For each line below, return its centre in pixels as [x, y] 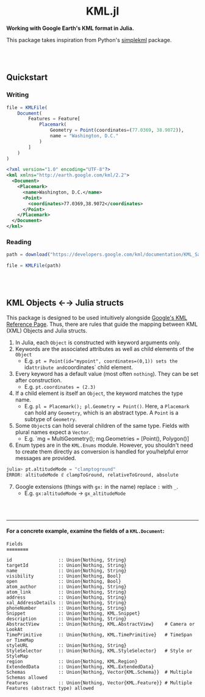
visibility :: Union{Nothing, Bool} [64, 576]
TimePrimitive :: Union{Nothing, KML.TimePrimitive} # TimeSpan [99, 635]
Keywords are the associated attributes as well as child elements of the [104, 348]
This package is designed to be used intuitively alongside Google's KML [97, 317]
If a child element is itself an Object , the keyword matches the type [99, 393]
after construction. [38, 380]
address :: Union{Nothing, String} [67, 597]
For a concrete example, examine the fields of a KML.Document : [85, 531]
